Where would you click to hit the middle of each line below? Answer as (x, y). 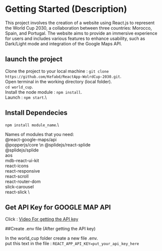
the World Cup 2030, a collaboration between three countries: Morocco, (79, 28)
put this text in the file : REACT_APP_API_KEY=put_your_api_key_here (72, 244)
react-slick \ (17, 192)
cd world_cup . (19, 87)
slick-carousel (20, 186)
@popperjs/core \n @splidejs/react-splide (48, 144)
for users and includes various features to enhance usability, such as (75, 38)
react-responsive (23, 171)
